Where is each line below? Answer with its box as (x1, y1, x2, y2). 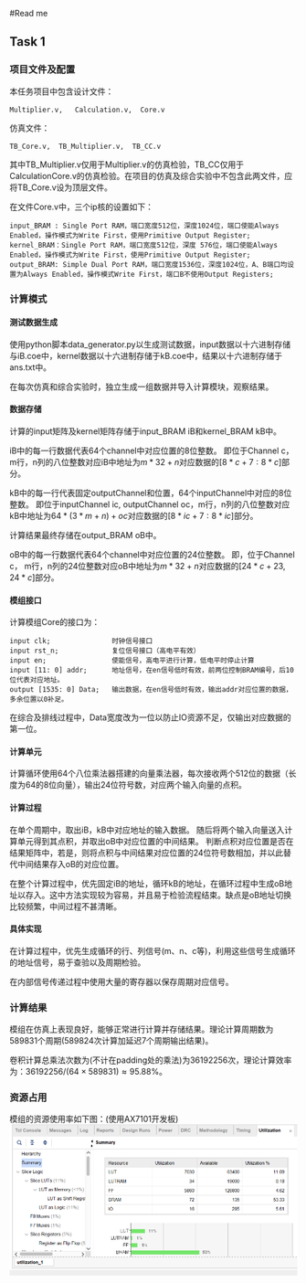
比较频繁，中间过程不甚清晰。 (9, 900, 121, 912)
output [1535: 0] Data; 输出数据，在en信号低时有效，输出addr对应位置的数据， (9, 685, 293, 695)
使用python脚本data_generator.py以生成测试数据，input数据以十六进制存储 (9, 338, 291, 350)
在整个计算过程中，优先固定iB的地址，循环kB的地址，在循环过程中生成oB (9, 877, 285, 889)
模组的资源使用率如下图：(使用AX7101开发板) (9, 1114, 179, 1125)
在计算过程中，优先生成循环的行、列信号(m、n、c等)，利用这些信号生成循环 (9, 945, 296, 956)
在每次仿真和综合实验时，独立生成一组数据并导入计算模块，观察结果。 (9, 381, 274, 392)
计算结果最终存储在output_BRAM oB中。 (9, 530, 162, 541)
